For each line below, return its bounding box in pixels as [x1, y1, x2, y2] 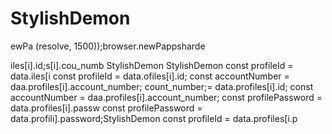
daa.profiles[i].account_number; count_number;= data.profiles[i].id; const [10, 80, 314, 92]
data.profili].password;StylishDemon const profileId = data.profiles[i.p [10, 112, 298, 124]
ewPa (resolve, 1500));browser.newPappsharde [10, 40, 206, 52]
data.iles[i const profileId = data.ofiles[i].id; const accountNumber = [10, 70, 290, 82]
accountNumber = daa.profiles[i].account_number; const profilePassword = [10, 91, 323, 103]
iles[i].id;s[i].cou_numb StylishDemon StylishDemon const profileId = [10, 59, 294, 71]
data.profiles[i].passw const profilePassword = [10, 102, 203, 114]
